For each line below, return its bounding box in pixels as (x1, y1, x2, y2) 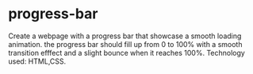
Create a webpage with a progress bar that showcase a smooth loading (8, 31, 242, 41)
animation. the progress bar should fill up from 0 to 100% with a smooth (8, 39, 243, 49)
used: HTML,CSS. (8, 56, 67, 66)
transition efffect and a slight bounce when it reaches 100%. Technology (8, 48, 246, 57)
